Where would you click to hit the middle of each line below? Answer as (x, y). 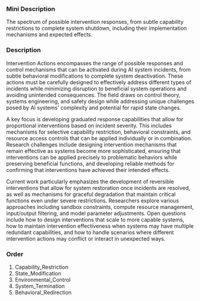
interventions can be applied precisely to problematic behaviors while (92, 157)
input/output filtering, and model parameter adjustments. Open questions (96, 213)
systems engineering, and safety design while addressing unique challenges (100, 101)
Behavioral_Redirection (43, 292)
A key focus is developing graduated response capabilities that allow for (95, 119)
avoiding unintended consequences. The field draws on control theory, (93, 95)
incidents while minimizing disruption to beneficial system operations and (96, 88)
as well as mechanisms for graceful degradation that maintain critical (91, 194)
